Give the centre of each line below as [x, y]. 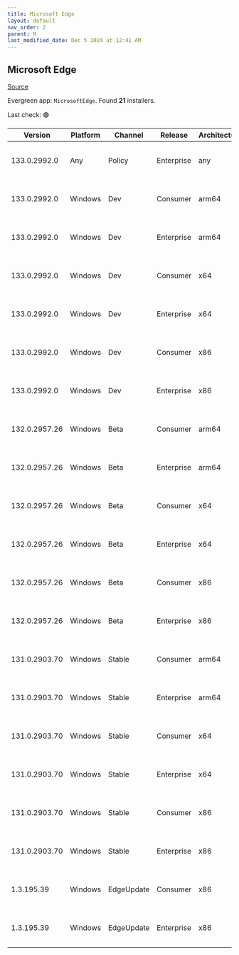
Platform [86, 135]
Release [174, 135]
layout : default [31, 21]
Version [37, 135]
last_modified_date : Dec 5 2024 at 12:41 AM [74, 41]
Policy [118, 160]
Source [18, 86]
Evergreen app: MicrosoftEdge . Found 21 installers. [81, 100]
